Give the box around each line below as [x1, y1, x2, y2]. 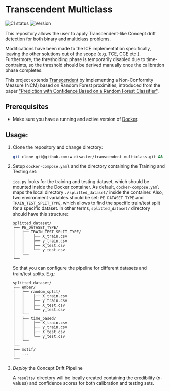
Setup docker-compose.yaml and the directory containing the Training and [12, 163, 165, 169]
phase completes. [5, 67, 43, 73]
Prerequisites [5, 103, 49, 111]
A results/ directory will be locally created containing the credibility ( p [12, 375, 161, 381]
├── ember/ [12, 285, 36, 290]
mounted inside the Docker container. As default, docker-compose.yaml [12, 184, 160, 190]
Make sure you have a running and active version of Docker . [12, 116, 139, 122]
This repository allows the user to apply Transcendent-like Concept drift [5, 30, 156, 36]
